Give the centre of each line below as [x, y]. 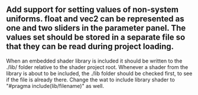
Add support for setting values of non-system [92, 10]
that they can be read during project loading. [90, 47]
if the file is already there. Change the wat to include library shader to [91, 80]
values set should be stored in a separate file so [96, 37]
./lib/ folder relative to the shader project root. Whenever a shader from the [97, 67]
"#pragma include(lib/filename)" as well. [55, 86]
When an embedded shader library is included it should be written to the [94, 61]
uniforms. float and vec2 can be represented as [95, 19]
